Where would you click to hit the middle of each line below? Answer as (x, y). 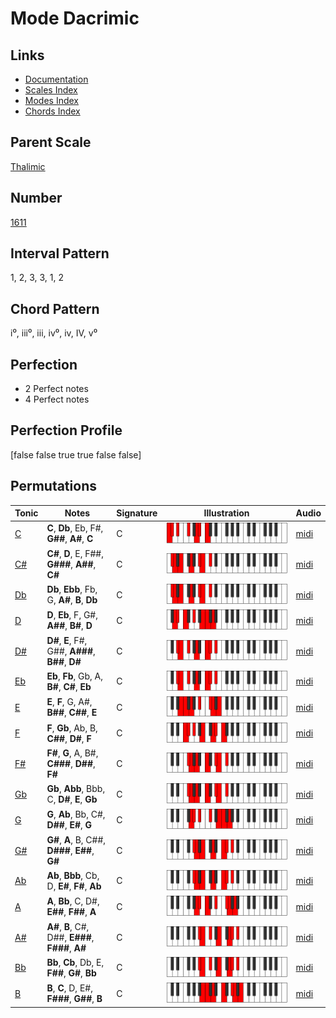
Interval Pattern (60, 253)
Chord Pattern (55, 308)
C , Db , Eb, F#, (75, 528)
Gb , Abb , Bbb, (76, 789)
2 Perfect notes (56, 389)
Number (36, 198)
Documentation (56, 79)
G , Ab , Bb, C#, (76, 814)
